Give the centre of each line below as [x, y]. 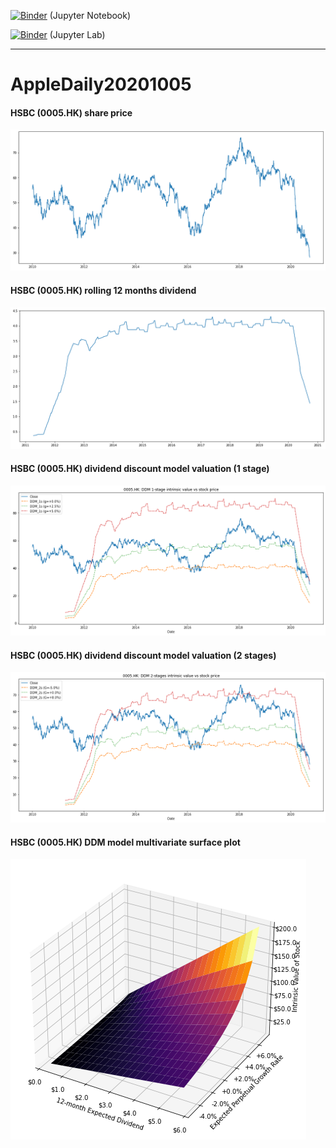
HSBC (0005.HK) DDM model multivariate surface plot [125, 842]
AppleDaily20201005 [101, 84]
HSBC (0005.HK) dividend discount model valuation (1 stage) [140, 468]
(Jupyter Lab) [77, 34]
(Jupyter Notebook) [90, 15]
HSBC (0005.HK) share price [71, 112]
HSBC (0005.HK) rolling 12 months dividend [103, 290]
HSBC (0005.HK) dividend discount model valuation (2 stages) [143, 655]
